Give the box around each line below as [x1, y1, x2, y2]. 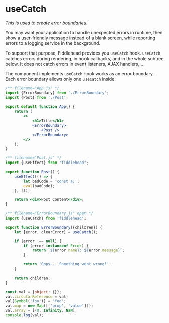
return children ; [14, 276, 51, 281]
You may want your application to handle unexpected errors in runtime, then [5, 29, 163, 35]
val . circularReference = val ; [5, 294, 69, 299]
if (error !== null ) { [14, 238, 62, 244]
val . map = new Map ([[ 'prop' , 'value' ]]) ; [5, 303, 94, 308]
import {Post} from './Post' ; [5, 95, 69, 100]
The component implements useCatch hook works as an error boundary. [5, 70, 154, 76]
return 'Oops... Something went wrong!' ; [23, 262, 112, 267]
